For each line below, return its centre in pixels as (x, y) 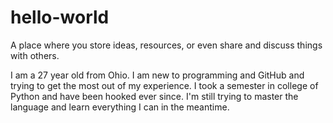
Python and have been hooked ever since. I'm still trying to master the (154, 96)
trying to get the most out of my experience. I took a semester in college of (164, 85)
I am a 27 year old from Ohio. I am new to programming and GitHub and (157, 75)
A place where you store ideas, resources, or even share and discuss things (166, 45)
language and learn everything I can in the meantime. (120, 107)
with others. (35, 55)
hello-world (60, 17)
